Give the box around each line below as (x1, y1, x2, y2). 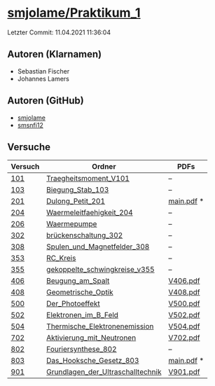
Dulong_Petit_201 (46, 196, 106, 206)
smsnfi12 (17, 120, 43, 129)
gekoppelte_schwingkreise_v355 (46, 265, 155, 275)
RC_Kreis (46, 254, 76, 263)
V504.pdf (167, 322, 200, 331)
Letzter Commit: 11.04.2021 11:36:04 (7, 28, 111, 36)
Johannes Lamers (17, 74, 70, 83)
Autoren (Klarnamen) (7, 48, 102, 60)
